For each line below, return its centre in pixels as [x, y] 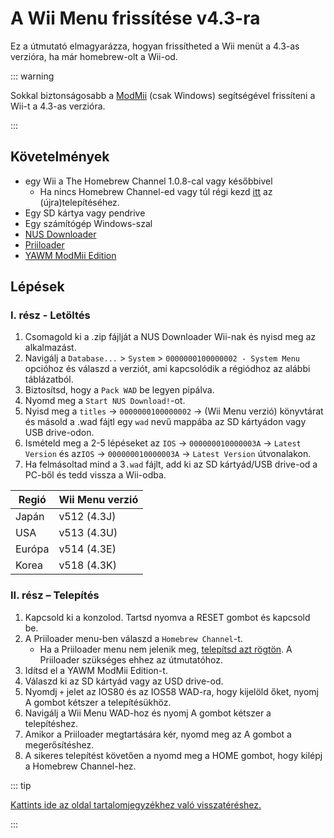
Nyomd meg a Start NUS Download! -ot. [105, 401]
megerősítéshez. [59, 744]
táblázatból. [49, 379]
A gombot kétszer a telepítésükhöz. [98, 702]
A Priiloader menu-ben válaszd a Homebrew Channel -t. [133, 638]
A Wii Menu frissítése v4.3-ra [135, 18]
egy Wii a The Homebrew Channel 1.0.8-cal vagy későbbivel [148, 181]
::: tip [21, 785]
